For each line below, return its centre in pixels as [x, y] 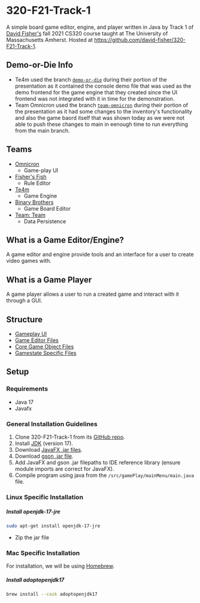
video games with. [29, 261]
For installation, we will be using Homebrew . [60, 566]
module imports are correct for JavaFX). [64, 469]
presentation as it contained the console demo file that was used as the [103, 86]
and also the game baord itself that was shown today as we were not [100, 118]
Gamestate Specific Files [46, 353]
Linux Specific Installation [45, 497]
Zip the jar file [32, 537]
